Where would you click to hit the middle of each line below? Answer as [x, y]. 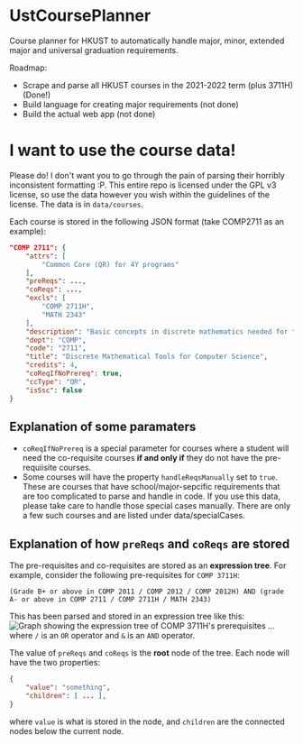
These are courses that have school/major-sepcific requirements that [151, 487]
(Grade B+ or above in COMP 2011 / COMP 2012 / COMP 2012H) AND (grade [147, 592]
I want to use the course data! [123, 151]
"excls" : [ [46, 299]
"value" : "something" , [68, 687]
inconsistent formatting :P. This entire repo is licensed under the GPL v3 [143, 185]
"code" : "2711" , [56, 348]
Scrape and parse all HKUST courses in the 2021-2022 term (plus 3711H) [158, 85]
